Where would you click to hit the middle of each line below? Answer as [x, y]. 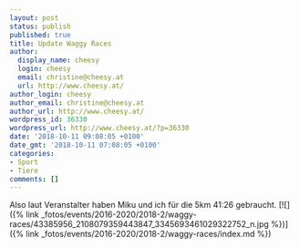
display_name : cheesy [59, 60]
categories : [32, 153]
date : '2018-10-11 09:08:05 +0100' [77, 137]
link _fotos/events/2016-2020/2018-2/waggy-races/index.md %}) [149, 234]
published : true [40, 35]
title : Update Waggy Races [61, 43]
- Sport [24, 162]
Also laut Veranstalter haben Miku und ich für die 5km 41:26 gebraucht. [143, 205]
